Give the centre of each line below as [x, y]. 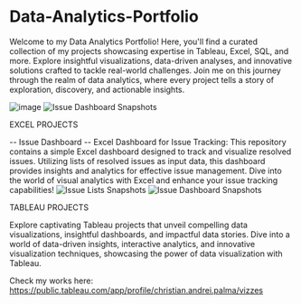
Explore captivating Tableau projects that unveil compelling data [129, 225]
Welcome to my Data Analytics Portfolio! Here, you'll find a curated [134, 41]
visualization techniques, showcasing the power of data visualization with [146, 253]
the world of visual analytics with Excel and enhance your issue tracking [144, 180]
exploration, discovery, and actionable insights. [97, 89]
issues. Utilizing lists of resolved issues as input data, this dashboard [137, 161]
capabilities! [32, 189]
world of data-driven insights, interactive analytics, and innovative [132, 244]
